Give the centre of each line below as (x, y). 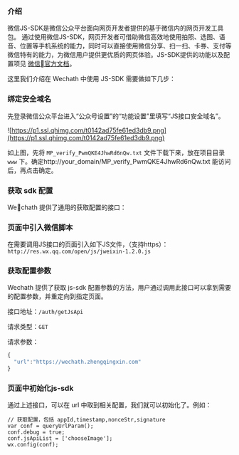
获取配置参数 (30, 271)
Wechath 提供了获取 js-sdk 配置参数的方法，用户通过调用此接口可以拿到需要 (119, 288)
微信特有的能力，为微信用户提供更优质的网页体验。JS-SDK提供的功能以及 (116, 55)
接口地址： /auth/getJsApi (46, 312)
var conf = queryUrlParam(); (51, 426)
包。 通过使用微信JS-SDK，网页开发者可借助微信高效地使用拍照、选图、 (113, 37)
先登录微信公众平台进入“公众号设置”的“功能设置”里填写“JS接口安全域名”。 (116, 116)
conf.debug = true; (36, 432)
